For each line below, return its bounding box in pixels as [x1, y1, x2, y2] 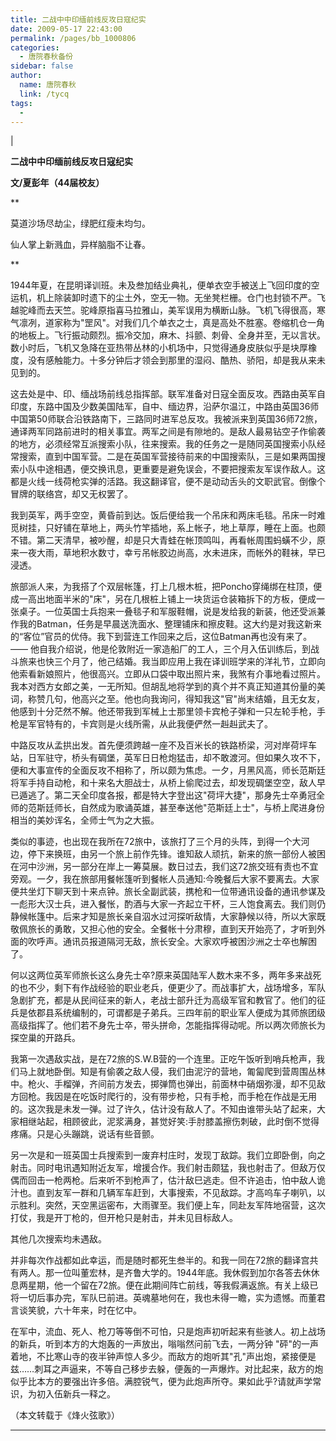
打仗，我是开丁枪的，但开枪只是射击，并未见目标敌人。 [10, 1212, 238, 1224]
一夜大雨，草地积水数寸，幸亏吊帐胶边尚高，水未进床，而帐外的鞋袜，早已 [18, 547, 326, 559]
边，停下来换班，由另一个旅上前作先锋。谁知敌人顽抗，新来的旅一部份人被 [10, 848, 317, 860]
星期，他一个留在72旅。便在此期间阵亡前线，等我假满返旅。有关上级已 [27, 1279, 319, 1291]
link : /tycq [19, 89, 70, 99]
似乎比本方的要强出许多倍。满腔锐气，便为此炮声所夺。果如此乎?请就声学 [10, 1376, 313, 1388]
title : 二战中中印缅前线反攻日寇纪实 [10, 14, 147, 25]
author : [10, 71, 43, 81]
